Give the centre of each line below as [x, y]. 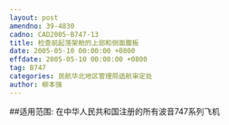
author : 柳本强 [36, 85]
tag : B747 [28, 68]
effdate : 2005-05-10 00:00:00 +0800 [78, 59]
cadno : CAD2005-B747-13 [54, 34]
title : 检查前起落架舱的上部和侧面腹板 [74, 43]
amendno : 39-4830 [42, 26]
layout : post [34, 18]
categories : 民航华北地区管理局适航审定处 [81, 76]
